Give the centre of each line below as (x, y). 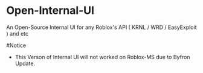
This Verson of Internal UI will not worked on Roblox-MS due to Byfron (102, 57)
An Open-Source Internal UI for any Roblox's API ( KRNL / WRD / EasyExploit (101, 27)
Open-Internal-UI (50, 11)
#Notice (16, 45)
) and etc (18, 33)
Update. (25, 63)
